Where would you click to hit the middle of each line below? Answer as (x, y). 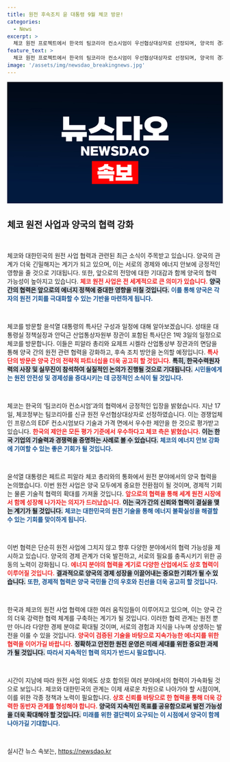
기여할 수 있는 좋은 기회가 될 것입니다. (63, 449)
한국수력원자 (203, 361)
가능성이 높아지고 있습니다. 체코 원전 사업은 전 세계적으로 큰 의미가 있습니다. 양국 (114, 281)
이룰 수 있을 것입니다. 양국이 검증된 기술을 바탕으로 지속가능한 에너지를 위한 (119, 636)
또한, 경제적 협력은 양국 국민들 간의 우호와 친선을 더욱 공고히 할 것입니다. (122, 582)
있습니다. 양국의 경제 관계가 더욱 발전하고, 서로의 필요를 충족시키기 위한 (120, 556)
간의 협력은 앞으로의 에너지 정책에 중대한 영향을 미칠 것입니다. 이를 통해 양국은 (110, 290)
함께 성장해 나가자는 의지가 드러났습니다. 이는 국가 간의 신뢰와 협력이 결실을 (113, 503)
